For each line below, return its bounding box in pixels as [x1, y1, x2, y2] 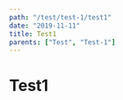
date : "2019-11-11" [9, 21, 81, 30]
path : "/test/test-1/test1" [9, 12, 112, 22]
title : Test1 [9, 29, 57, 38]
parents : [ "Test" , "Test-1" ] [9, 37, 116, 47]
